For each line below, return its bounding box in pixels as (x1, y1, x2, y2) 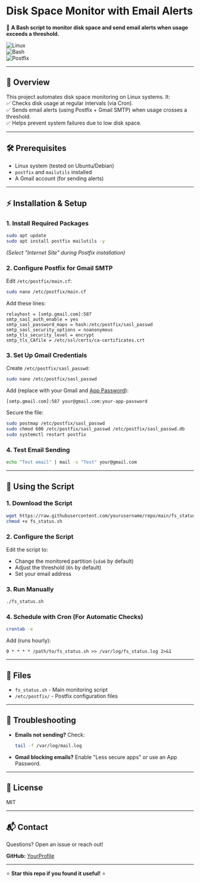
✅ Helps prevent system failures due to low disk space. (6, 119, 142, 126)
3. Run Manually (6, 585, 54, 593)
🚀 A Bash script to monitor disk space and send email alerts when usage (6, 24, 189, 31)
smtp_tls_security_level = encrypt (6, 332, 95, 338)
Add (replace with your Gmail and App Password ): (6, 387, 129, 394)
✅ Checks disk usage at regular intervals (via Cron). (6, 100, 133, 107)
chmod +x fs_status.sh (6, 518, 62, 524)
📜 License (6, 783, 43, 793)
